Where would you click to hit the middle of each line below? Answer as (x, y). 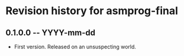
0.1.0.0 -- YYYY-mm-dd (51, 33)
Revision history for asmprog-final (92, 11)
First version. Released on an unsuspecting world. (75, 47)
